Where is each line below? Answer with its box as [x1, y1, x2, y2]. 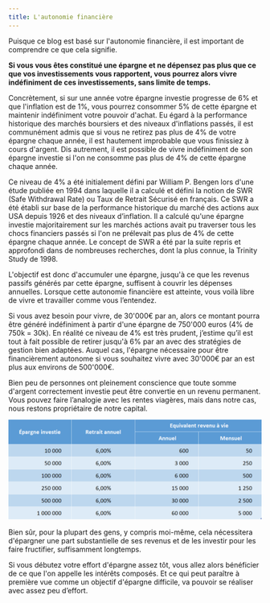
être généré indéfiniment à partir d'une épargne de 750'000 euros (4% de [8, 319, 254, 329]
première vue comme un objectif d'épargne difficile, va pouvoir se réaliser [8, 577, 254, 587]
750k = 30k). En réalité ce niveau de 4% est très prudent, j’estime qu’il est [8, 328, 253, 337]
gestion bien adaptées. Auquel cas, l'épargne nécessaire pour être [8, 345, 229, 354]
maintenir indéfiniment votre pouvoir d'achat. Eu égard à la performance [8, 109, 247, 120]
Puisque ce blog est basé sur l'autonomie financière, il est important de [8, 36, 244, 46]
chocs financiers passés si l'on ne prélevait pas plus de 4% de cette [8, 228, 235, 237]
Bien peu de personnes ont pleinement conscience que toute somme [8, 378, 237, 387]
